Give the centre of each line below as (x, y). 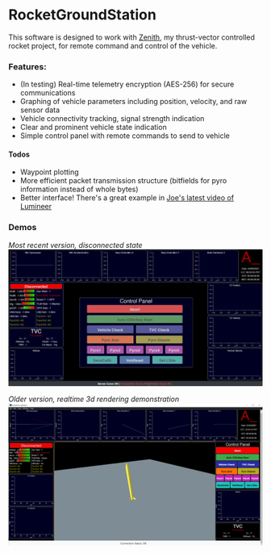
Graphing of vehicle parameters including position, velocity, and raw (133, 102)
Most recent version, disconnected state (75, 245)
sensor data (40, 110)
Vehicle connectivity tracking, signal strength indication (112, 119)
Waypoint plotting (49, 172)
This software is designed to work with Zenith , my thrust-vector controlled (132, 37)
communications (48, 93)
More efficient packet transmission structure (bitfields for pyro (123, 181)
